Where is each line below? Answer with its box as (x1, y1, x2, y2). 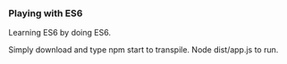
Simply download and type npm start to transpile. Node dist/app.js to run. (8, 44, 279, 55)
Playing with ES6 (8, 7, 83, 20)
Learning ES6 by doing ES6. (8, 28, 111, 38)
